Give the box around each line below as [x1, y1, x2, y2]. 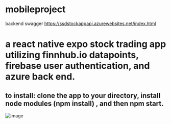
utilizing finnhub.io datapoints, [5, 49, 139, 61]
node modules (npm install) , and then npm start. [5, 99, 164, 108]
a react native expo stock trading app [5, 38, 166, 50]
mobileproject [5, 4, 66, 15]
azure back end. [5, 71, 76, 83]
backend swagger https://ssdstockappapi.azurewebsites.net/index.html [5, 20, 156, 27]
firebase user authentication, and [5, 60, 150, 72]
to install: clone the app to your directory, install [5, 91, 161, 100]
